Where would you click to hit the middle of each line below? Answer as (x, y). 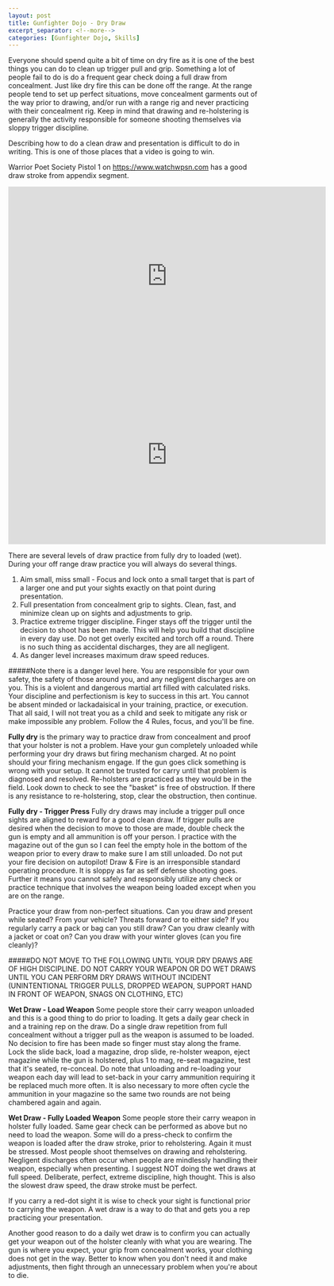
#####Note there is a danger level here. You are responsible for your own (129, 671)
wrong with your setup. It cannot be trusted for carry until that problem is (128, 771)
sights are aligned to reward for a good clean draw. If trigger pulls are (121, 820)
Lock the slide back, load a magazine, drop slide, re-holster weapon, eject (129, 1052)
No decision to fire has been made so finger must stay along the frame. (125, 1044)
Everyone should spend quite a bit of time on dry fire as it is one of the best (132, 60)
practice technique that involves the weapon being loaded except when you (132, 888)
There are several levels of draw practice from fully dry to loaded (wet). (125, 556)
